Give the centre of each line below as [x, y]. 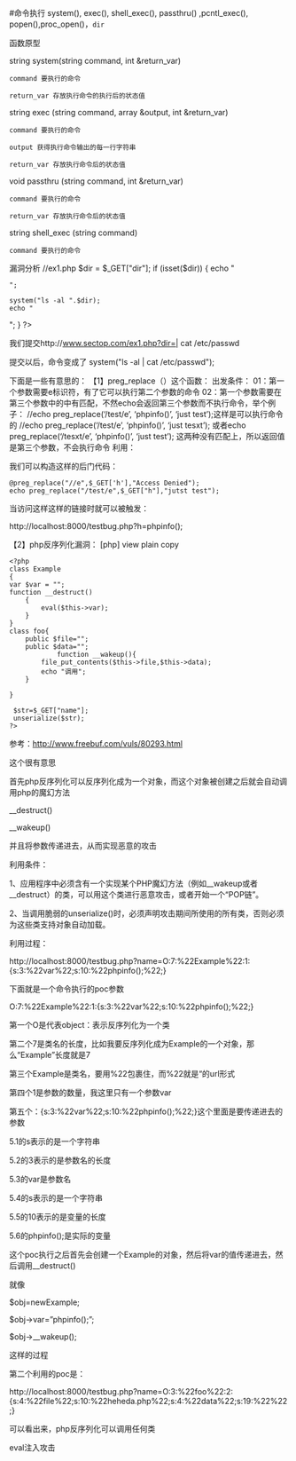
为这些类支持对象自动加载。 [60, 924]
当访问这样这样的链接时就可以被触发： [79, 508]
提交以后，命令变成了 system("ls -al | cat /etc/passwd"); [112, 362]
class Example [35, 569]
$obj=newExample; [44, 1302]
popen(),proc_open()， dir [57, 24]
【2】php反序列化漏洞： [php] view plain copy [94, 545]
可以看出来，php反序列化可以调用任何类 [82, 1429]
